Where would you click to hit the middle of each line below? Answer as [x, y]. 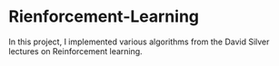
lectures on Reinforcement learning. [75, 51]
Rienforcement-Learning [104, 17]
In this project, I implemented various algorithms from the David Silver [139, 42]
